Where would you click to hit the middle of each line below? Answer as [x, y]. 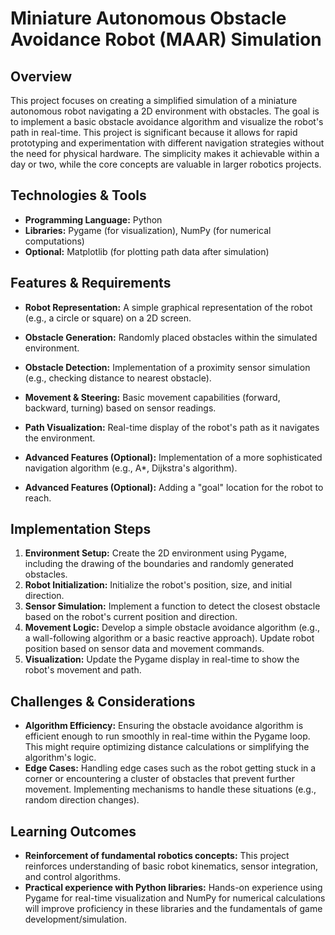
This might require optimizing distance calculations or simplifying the [167, 747]
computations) [54, 241]
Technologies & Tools [78, 195]
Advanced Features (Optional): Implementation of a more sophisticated [173, 457]
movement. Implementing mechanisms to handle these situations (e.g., [170, 789]
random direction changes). [82, 800]
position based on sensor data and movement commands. [144, 649]
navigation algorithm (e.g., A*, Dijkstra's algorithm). [131, 468]
